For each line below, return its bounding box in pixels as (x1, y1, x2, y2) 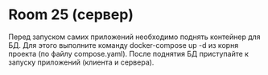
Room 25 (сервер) (8, 6, 134, 24)
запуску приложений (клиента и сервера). (8, 57, 155, 67)
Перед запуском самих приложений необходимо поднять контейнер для (8, 32, 261, 41)
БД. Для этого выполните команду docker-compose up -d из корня (8, 40, 239, 49)
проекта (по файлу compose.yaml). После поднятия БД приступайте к (8, 49, 249, 58)
